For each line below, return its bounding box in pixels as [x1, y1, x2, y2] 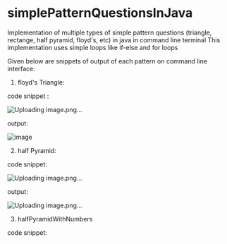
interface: [7, 64, 35, 73]
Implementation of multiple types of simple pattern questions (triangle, [7, 28, 212, 37]
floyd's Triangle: [17, 78, 65, 86]
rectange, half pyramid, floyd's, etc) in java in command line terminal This [7, 35, 221, 44]
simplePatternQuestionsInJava [7, 5, 193, 21]
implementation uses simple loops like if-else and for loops [7, 43, 178, 51]
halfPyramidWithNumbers [17, 214, 93, 223]
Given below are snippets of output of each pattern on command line [7, 56, 208, 65]
